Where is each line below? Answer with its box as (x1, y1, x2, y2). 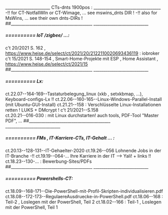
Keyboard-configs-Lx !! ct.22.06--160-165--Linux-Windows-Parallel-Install (5, 96, 162, 102)
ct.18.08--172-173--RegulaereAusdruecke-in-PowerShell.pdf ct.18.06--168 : (5, 193, 163, 199)
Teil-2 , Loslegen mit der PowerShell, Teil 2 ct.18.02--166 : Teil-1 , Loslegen (5, 199, 162, 205)
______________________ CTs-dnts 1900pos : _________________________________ (5, 5, 161, 10)
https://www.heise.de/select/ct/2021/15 (5, 61, 88, 67)
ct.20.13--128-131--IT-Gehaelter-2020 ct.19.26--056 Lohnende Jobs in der (5, 147, 161, 154)
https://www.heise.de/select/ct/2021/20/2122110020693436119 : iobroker (5, 50, 160, 56)
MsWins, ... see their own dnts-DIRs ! (5, 15, 83, 21)
